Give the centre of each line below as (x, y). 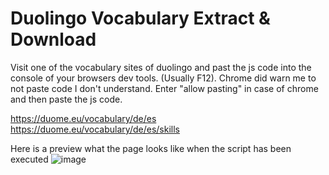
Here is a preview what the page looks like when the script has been (151, 148)
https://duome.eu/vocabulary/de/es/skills (95, 129)
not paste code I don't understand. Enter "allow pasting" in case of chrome (164, 88)
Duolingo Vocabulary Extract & (140, 18)
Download (53, 39)
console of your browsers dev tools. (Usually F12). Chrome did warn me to (163, 78)
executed (29, 159)
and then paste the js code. (66, 99)
